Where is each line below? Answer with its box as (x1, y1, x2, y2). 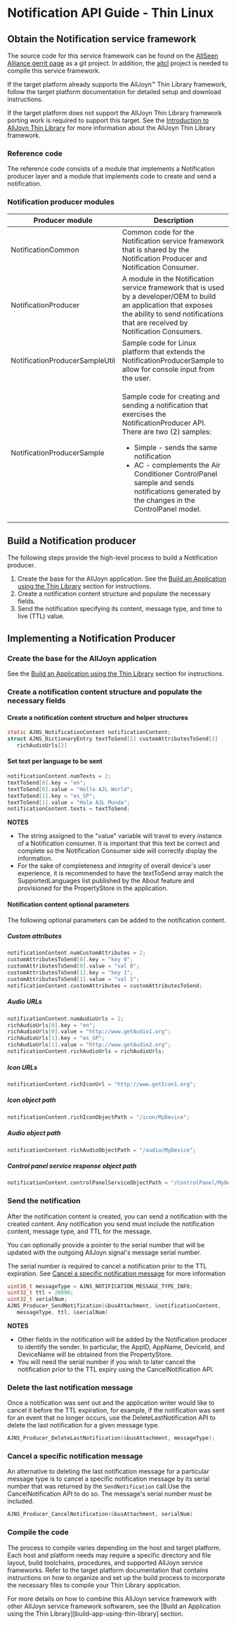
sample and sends (133, 477, 195, 487)
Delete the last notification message (7, 1382, 133, 1392)
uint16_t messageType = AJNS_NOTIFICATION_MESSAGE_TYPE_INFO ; (7, 1283, 193, 1290)
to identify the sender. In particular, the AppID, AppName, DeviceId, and (17, 1342, 225, 1351)
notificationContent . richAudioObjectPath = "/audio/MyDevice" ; (7, 1146, 197, 1154)
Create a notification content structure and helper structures (7, 713, 188, 721)
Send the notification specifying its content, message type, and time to (17, 605, 223, 613)
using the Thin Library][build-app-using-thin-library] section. (7, 1609, 184, 1618)
